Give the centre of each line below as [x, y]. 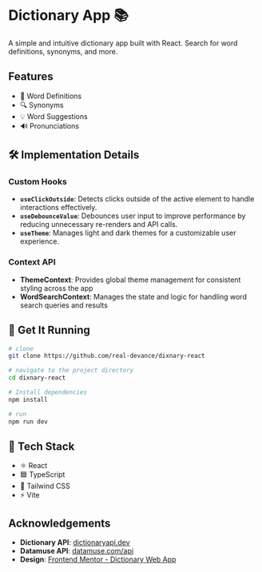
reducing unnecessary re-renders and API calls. [99, 224]
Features [31, 77]
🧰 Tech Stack [42, 446]
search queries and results [64, 305]
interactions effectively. [58, 208]
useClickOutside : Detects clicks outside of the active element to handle [137, 199]
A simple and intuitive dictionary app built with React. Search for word [123, 43]
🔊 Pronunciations [50, 125]
